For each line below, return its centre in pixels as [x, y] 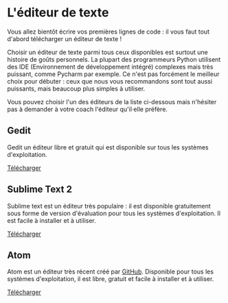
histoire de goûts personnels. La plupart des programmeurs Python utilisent [114, 59]
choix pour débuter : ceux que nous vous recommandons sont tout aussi [110, 81]
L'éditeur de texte [58, 13]
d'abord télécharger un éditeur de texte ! [65, 38]
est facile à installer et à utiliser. [52, 220]
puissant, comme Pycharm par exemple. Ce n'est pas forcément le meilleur [113, 74]
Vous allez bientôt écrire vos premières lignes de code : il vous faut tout [108, 32]
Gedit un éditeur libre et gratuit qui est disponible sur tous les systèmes [108, 147]
